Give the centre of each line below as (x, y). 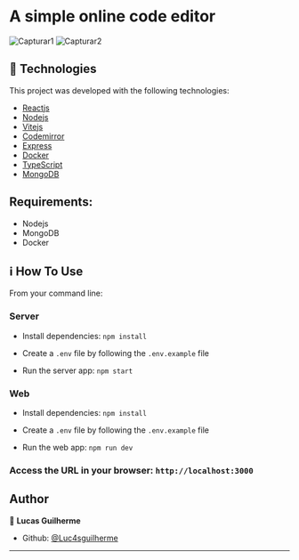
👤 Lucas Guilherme (45, 520)
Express (37, 145)
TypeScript (42, 164)
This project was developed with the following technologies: (119, 90)
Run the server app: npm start (77, 370)
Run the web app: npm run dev (77, 447)
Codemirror (43, 136)
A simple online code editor (113, 16)
